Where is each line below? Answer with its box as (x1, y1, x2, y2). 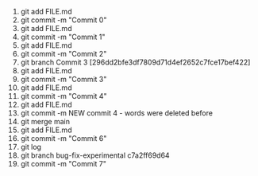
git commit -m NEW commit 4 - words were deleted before (20, 108, 214, 118)
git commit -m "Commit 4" (20, 92, 107, 100)
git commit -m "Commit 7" (20, 159, 106, 168)
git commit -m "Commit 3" (20, 75, 107, 84)
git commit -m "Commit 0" (20, 15, 107, 25)
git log (20, 143, 42, 151)
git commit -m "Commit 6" (20, 134, 107, 143)
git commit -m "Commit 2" (20, 49, 107, 58)
